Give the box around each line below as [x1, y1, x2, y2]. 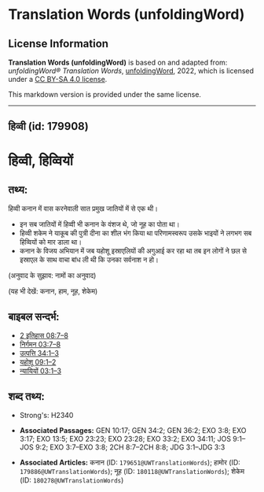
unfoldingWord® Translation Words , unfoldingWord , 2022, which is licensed [8, 66, 254, 76]
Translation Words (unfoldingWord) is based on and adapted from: [8, 57, 228, 67]
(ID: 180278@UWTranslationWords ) [19, 475, 124, 485]
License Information [8, 37, 108, 50]
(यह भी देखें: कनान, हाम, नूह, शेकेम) [8, 287, 98, 296]
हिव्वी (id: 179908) [8, 120, 89, 133]
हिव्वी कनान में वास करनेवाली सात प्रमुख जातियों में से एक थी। [8, 204, 159, 213]
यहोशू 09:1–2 [19, 357, 57, 367]
